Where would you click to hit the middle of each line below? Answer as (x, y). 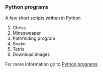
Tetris (18, 49)
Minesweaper (27, 33)
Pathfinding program (34, 38)
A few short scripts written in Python (43, 18)
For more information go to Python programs (51, 64)
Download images (31, 54)
